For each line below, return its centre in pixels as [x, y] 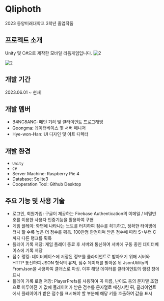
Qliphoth [23, 9]
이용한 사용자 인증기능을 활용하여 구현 [58, 220]
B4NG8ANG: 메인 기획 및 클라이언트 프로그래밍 [58, 122]
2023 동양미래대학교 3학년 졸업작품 [39, 23]
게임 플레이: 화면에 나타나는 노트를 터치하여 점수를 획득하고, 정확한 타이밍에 [84, 226]
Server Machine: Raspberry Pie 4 [46, 174]
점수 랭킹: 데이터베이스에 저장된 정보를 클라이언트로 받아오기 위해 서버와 [81, 257]
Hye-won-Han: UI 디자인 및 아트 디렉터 [50, 134]
